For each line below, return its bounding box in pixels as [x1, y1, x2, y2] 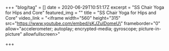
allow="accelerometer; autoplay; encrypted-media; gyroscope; [5, 26, 138, 32]
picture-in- [138, 26, 161, 32]
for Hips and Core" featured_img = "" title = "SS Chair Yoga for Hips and [5, 10, 157, 16]
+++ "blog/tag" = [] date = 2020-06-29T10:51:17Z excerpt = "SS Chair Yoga [5, 5, 164, 10]
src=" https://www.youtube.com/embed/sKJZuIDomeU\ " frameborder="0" [5, 20, 160, 26]
